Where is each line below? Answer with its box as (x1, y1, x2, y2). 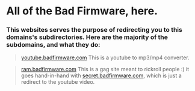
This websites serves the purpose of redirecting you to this (6, 26, 182, 34)
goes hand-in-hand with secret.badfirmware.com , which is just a (20, 72, 182, 79)
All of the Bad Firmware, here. (6, 4, 158, 18)
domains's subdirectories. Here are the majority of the (6, 33, 169, 41)
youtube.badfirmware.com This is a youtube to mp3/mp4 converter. (20, 54, 190, 61)
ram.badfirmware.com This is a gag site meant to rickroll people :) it (20, 66, 190, 73)
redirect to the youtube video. (20, 78, 95, 86)
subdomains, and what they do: (6, 41, 101, 49)
